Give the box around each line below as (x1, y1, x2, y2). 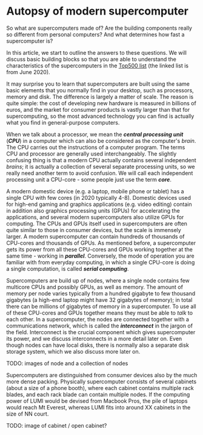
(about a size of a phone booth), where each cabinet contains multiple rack (6, 384, 194, 391)
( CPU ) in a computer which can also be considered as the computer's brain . (6, 137, 196, 144)
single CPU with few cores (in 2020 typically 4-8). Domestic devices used (6, 194, 191, 201)
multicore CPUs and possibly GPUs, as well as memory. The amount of (6, 283, 184, 290)
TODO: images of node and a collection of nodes (6, 360, 128, 367)
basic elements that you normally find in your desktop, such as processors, (6, 86, 194, 94)
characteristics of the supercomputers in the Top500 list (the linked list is (6, 62, 189, 69)
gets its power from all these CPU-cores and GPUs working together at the (6, 245, 193, 253)
